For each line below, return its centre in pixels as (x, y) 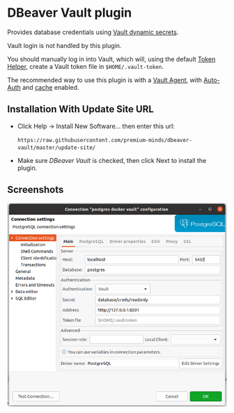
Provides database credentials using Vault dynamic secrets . (93, 32)
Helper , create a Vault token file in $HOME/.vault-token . (85, 66)
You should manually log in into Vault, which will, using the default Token (111, 59)
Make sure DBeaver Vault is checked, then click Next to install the (112, 160)
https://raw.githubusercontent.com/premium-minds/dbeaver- (105, 140)
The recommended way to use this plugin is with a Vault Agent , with (104, 80)
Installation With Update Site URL (81, 109)
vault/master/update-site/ (56, 148)
